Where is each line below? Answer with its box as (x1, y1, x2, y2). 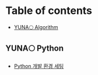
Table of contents (5, 4, 93, 17)
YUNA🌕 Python (5, 44, 64, 53)
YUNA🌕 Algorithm (13, 23, 58, 30)
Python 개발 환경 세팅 (13, 62, 64, 69)
